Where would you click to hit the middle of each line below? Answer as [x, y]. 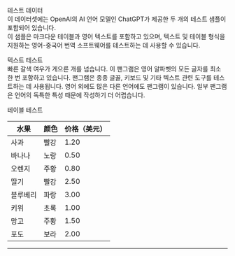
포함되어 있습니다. [32, 28]
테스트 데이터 [25, 10]
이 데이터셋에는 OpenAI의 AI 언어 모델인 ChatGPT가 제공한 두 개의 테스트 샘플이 [117, 19]
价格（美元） [85, 129]
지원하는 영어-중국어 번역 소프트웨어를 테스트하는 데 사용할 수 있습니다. [104, 45]
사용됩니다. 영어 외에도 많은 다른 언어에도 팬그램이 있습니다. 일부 [121, 86]
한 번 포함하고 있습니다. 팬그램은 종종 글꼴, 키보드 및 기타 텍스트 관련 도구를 [109, 78]
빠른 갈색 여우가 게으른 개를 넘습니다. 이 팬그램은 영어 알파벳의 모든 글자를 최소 [114, 69]
